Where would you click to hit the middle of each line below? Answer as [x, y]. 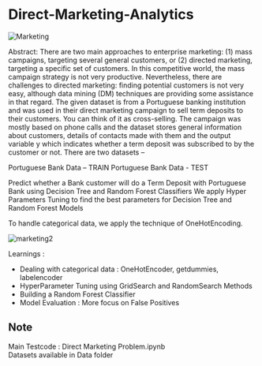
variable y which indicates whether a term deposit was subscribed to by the [131, 144]
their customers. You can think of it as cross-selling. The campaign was [125, 118]
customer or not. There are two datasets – [77, 152]
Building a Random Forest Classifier [77, 294]
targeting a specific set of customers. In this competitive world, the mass [127, 68]
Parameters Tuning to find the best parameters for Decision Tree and [120, 200]
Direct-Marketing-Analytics [101, 15]
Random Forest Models [46, 207]
